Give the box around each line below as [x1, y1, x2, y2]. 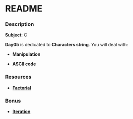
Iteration [12, 109, 31, 115]
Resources [5, 73, 32, 80]
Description [5, 21, 34, 28]
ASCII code [12, 61, 36, 67]
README [5, 3, 43, 14]
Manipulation [12, 51, 41, 57]
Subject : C [5, 32, 27, 38]
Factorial [12, 85, 31, 91]
